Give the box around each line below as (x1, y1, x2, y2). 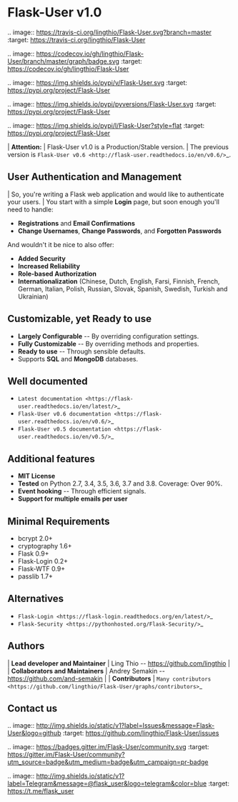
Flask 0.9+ (17, 549, 49, 558)
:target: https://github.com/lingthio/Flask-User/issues (62, 729, 219, 738)
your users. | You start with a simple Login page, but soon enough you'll (7, 197, 220, 206)
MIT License (17, 472, 56, 481)
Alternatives (7, 593, 64, 605)
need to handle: (7, 205, 54, 214)
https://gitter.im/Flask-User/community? (7, 751, 125, 759)
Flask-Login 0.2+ (17, 557, 68, 565)
